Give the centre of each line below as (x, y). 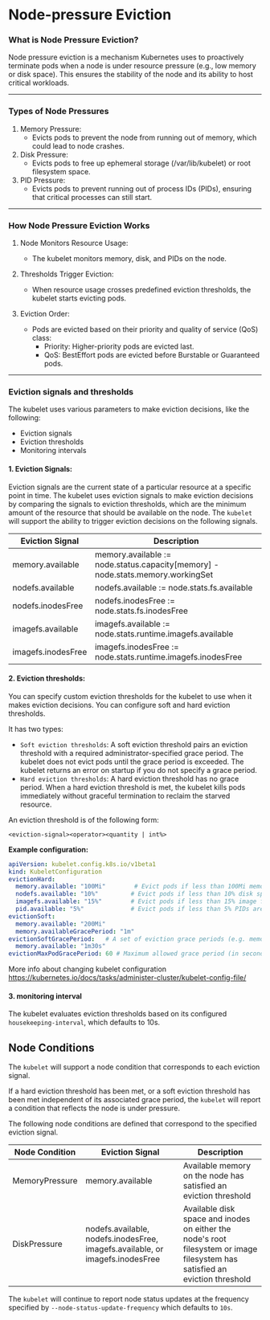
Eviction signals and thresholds (71, 392)
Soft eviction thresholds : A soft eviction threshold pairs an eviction (134, 744)
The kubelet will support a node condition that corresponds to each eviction (134, 1067)
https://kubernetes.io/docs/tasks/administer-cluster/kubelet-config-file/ (127, 978)
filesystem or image (221, 1249)
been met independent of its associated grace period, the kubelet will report (135, 1100)
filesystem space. (61, 171)
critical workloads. (39, 83)
